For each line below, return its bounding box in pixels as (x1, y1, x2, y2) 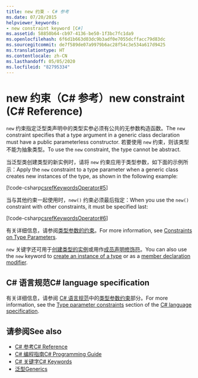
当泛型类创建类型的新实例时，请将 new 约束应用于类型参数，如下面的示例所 (6, 159, 189, 166)
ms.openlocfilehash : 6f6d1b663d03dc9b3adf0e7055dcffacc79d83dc (6, 36, 166, 42)
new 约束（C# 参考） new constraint (6, 92, 185, 105)
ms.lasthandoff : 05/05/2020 (6, 58, 76, 64)
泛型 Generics (14, 365, 48, 372)
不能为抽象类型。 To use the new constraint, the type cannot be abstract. (6, 146, 181, 153)
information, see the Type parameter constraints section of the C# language (6, 301, 192, 308)
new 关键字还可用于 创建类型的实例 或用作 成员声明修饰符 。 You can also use (6, 246, 187, 253)
